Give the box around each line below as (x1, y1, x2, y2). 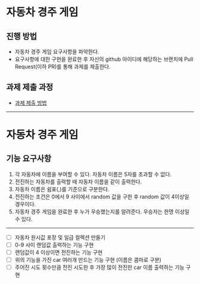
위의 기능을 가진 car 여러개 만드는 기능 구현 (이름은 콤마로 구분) (14, 256, 162, 263)
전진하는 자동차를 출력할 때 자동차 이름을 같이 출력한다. (14, 178, 142, 185)
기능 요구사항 (6, 154, 52, 164)
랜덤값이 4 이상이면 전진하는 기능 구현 (14, 249, 103, 256)
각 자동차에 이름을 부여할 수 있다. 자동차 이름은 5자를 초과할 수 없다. (14, 170, 172, 178)
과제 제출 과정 (6, 82, 54, 93)
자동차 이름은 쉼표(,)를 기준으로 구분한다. (14, 185, 110, 193)
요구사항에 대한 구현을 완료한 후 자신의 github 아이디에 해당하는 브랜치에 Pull (14, 56, 193, 63)
